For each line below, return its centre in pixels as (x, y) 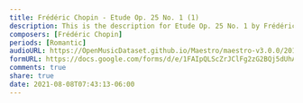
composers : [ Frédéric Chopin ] (66, 34)
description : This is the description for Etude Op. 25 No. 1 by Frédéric (153, 26)
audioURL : (28, 51)
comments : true (38, 68)
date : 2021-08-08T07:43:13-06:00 (72, 84)
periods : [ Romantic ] (48, 43)
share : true (32, 76)
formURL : (26, 59)
